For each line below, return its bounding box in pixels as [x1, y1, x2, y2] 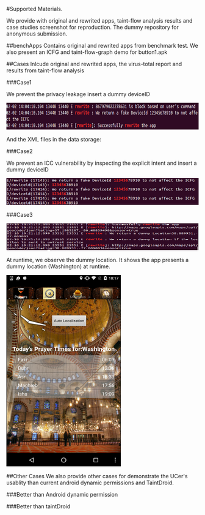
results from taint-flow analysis [6, 67, 84, 74]
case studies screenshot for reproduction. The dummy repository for [6, 24, 179, 31]
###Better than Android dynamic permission [6, 491, 118, 498]
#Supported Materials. [6, 6, 63, 12]
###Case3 [6, 211, 33, 218]
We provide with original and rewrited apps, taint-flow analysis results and [6, 17, 193, 24]
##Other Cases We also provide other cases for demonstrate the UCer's [6, 473, 188, 479]
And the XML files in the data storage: [6, 136, 102, 143]
